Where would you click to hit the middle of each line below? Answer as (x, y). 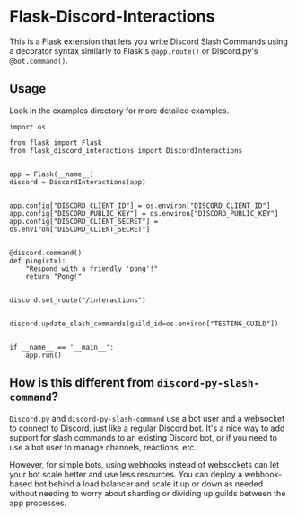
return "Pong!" (54, 276)
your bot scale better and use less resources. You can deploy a (126, 474)
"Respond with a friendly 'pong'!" (92, 268)
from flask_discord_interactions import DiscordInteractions (126, 150)
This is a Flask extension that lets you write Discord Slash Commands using (149, 41)
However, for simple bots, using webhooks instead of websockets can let (144, 464)
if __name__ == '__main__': (62, 347)
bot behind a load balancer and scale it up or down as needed (149, 484)
